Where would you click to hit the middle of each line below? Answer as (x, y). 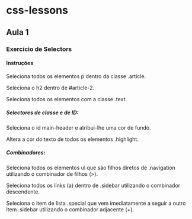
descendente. (23, 191)
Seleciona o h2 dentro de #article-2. (50, 88)
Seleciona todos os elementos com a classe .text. (67, 99)
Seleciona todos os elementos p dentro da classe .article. (76, 76)
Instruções (20, 63)
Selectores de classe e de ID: (42, 112)
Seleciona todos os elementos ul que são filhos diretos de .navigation (91, 168)
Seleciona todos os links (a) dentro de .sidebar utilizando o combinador (93, 185)
